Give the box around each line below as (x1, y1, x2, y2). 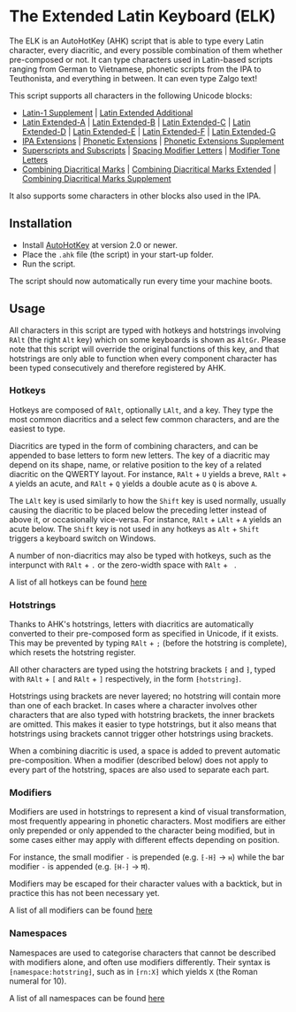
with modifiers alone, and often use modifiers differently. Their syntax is (9, 956, 271, 967)
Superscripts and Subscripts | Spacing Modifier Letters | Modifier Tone (21, 144, 281, 156)
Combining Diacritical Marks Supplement (21, 173, 171, 183)
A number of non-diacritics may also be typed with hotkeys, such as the (9, 550, 271, 560)
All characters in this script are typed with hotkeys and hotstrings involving (9, 325, 281, 336)
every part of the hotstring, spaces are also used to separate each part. (9, 764, 269, 776)
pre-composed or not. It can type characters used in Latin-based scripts (9, 54, 273, 65)
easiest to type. (9, 423, 66, 434)
